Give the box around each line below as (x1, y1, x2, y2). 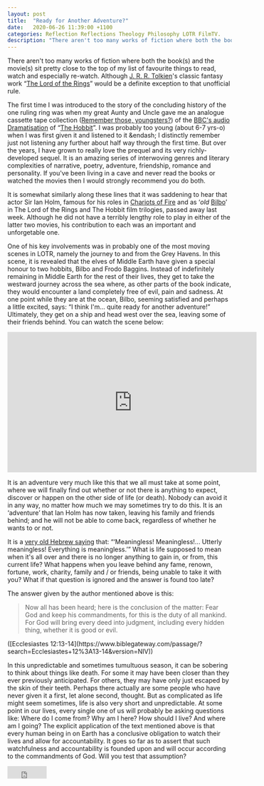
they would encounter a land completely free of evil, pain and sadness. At (7, 287, 223, 296)
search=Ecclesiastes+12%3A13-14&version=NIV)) (7, 647, 154, 656)
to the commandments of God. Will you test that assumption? (7, 752, 187, 760)
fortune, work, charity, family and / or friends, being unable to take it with (7, 568, 222, 576)
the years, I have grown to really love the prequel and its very (7, 146, 186, 155)
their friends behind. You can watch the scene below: (7, 318, 164, 327)
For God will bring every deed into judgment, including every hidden (24, 618, 225, 627)
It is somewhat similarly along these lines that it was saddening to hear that (7, 190, 228, 199)
